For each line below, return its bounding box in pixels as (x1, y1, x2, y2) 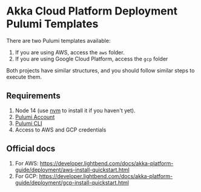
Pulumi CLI (15, 120, 42, 127)
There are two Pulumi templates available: (6, 37, 111, 44)
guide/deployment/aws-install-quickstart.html (15, 166, 130, 173)
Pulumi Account (15, 113, 55, 120)
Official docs (6, 144, 56, 154)
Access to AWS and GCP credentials (15, 126, 107, 133)
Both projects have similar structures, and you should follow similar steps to (6, 66, 195, 74)
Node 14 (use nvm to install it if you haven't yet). (15, 107, 136, 114)
